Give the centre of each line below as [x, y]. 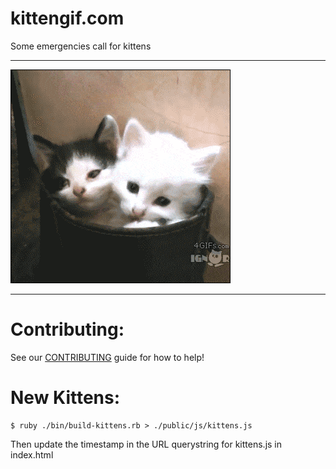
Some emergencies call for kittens [81, 46]
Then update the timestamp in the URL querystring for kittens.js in [146, 444]
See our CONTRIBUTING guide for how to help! [107, 357]
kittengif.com [67, 18]
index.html [32, 454]
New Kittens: [65, 398]
